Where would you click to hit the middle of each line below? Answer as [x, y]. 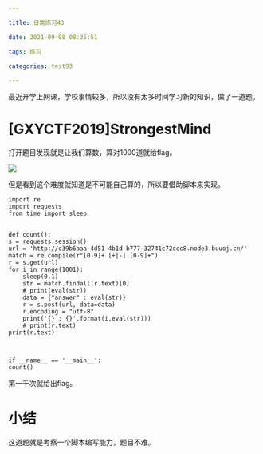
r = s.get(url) [33, 263]
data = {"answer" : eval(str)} [75, 298]
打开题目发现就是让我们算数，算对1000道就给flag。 [92, 153]
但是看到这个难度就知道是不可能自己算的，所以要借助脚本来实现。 [116, 185]
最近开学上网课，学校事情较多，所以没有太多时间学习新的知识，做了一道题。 [134, 97]
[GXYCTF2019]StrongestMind [110, 129]
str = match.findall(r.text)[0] [76, 284]
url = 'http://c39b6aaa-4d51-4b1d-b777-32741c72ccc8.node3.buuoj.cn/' [128, 249]
